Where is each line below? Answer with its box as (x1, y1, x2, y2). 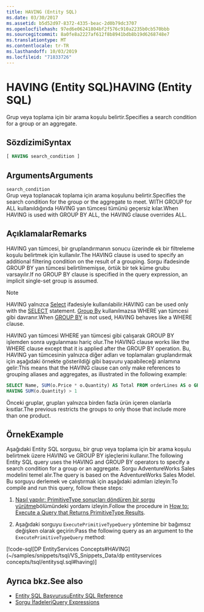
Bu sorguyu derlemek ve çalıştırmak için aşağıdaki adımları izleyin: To (6, 478, 178, 485)
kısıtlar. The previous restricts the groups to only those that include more (6, 405, 186, 413)
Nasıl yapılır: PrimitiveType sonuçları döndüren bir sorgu (15, 496, 155, 503)
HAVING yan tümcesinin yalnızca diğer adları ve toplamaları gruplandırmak (6, 351, 192, 359)
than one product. (6, 411, 52, 419)
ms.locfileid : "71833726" (6, 54, 72, 60)
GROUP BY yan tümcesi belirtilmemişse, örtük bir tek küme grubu (6, 264, 170, 271)
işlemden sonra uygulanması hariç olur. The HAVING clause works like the (6, 338, 189, 345)
